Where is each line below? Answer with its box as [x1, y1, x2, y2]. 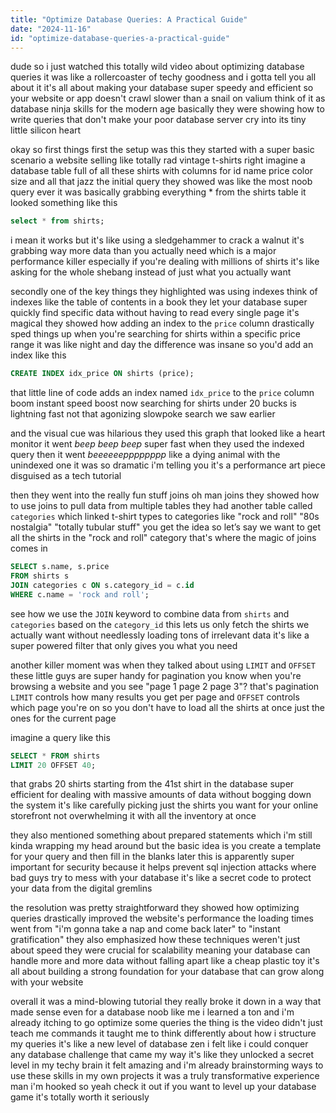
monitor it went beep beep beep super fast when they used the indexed [10, 438, 305, 450]
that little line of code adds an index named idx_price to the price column [10, 387, 315, 399]
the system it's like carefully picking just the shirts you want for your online [10, 799, 319, 811]
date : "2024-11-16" [10, 24, 92, 34]
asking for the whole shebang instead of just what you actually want [10, 266, 292, 278]
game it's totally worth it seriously [10, 1091, 150, 1103]
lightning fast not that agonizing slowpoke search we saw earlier [10, 408, 276, 420]
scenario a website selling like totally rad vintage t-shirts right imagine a [10, 154, 306, 166]
